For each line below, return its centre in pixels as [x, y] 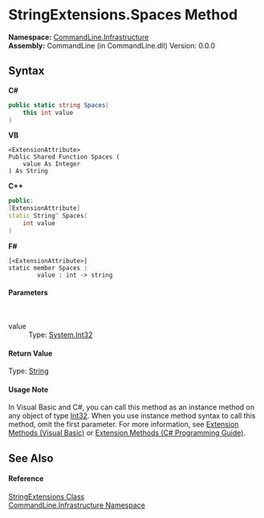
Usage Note [28, 389]
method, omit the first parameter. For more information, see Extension [124, 425]
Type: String [28, 371]
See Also [31, 458]
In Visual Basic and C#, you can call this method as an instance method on [132, 407]
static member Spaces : [48, 268]
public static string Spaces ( [59, 105]
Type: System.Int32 [61, 335]
